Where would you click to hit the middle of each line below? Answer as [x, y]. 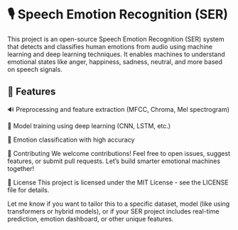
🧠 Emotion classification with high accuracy [71, 140]
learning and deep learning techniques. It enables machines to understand [116, 54]
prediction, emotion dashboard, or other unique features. [91, 219]
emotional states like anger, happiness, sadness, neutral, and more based [115, 61]
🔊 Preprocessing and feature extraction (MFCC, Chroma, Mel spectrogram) [118, 109]
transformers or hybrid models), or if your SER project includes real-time [113, 211]
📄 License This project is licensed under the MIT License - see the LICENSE [118, 182]
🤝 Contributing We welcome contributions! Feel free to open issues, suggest [119, 153]
